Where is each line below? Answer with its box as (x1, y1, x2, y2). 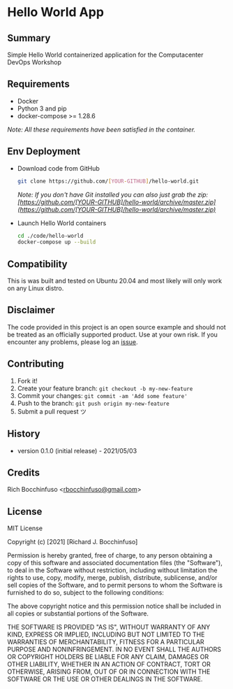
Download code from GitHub (17, 164, 100, 172)
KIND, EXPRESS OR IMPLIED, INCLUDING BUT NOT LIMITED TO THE (7, 630, 205, 639)
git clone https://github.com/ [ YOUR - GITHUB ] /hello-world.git (17, 178, 200, 185)
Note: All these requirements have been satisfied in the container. (7, 125, 196, 134)
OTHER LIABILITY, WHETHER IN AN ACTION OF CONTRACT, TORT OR (7, 660, 211, 669)
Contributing (7, 358, 64, 370)
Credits (7, 467, 40, 478)
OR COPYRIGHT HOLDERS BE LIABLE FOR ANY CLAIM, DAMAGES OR (7, 653, 209, 661)
